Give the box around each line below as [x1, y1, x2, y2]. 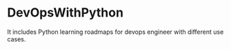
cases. [7, 35, 26, 43]
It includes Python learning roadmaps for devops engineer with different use [7, 28, 224, 36]
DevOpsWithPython [7, 5, 124, 21]
